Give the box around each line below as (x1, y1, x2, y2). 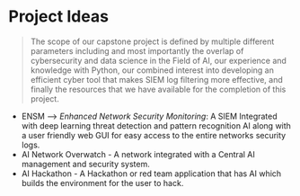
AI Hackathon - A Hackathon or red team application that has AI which (21, 168, 282, 179)
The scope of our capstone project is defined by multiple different (30, 36, 275, 47)
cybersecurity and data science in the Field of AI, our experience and (30, 55, 287, 66)
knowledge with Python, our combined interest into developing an (30, 65, 275, 76)
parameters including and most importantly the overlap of (30, 45, 244, 56)
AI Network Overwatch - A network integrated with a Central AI (21, 148, 255, 159)
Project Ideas (8, 6, 110, 27)
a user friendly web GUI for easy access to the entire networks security (21, 129, 287, 140)
